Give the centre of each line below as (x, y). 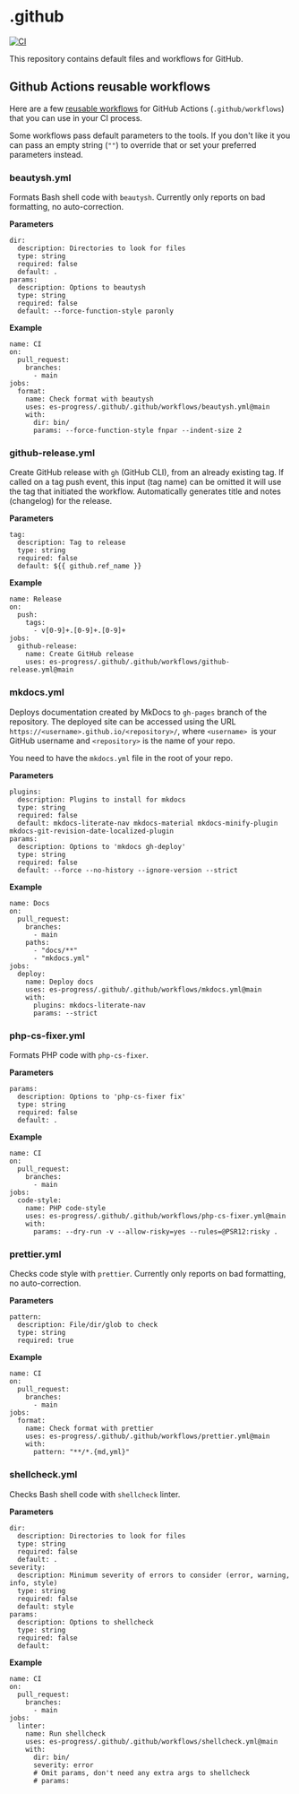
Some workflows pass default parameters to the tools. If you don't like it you (150, 135)
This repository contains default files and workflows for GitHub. (126, 58)
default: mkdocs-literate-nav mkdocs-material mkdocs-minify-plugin (148, 823)
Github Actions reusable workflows (110, 87)
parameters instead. (46, 154)
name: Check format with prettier (90, 1429)
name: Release (36, 599)
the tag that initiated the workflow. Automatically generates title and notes (145, 491)
